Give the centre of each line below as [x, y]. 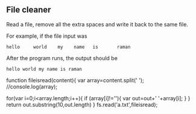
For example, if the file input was [47, 36]
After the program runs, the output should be [62, 58]
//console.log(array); [32, 86]
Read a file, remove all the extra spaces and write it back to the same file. [97, 24]
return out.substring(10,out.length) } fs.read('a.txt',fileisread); [82, 104]
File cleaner [29, 10]
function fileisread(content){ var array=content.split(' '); [75, 80]
